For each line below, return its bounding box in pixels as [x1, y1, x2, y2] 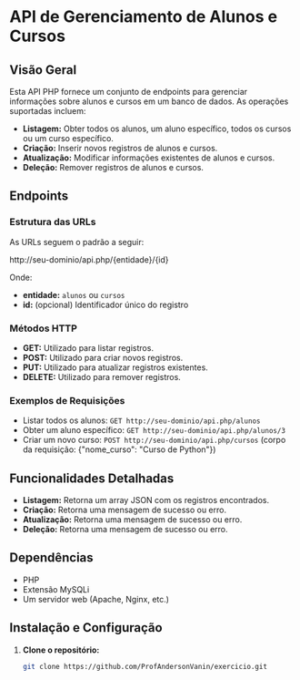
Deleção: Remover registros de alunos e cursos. [22, 162, 205, 172]
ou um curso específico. [22, 133, 114, 143]
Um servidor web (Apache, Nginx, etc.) [22, 593, 170, 604]
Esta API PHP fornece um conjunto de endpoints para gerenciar [9, 87, 248, 97]
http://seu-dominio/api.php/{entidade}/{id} [9, 253, 170, 265]
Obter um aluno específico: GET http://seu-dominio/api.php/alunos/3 [22, 425, 286, 436]
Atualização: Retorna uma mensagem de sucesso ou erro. [22, 514, 243, 525]
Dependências [9, 550, 94, 566]
